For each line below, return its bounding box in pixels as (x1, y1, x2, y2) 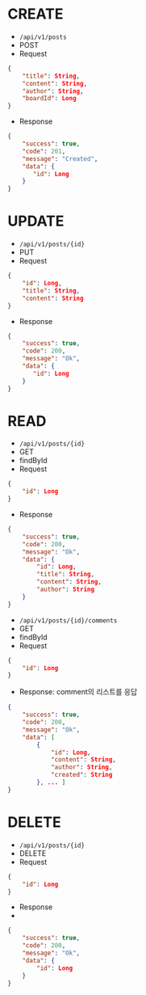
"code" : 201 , (22, 147, 66, 155)
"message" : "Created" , (22, 154, 98, 162)
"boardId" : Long (22, 95, 77, 103)
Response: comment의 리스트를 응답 (19, 687, 138, 697)
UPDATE (7, 212, 65, 230)
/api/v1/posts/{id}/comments (19, 616, 118, 625)
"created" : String (50, 771, 113, 779)
